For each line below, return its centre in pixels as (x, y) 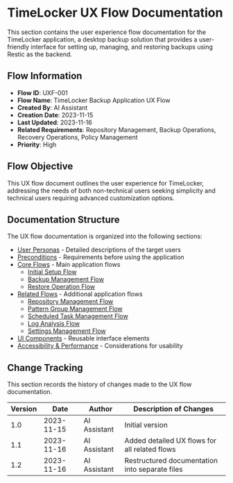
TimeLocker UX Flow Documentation (115, 13)
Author (101, 409)
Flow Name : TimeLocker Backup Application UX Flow (94, 100)
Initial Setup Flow (52, 272)
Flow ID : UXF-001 (42, 92)
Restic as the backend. (40, 54)
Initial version (146, 425)
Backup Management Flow (66, 279)
